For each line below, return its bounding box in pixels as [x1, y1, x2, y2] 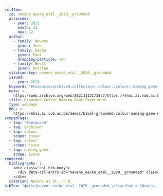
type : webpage [9, 102, 37, 107]
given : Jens [17, 43, 42, 48]
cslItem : [4, 7, 22, 12]
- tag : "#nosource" [9, 120, 49, 125]
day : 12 [17, 30, 34, 35]
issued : [9, 75, 25, 80]
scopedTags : [4, 115, 29, 121]
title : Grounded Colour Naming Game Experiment [9, 98, 108, 103]
